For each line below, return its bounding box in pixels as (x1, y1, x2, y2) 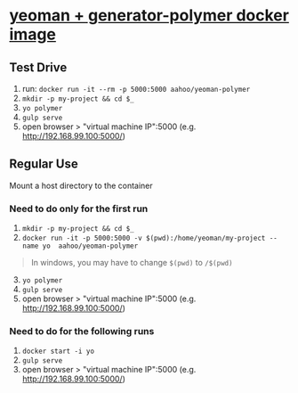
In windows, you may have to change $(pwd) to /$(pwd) (30, 258, 233, 268)
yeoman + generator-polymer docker (9, 5, 289, 26)
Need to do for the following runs (9, 325, 155, 338)
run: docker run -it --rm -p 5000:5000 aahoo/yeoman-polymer (21, 84, 251, 94)
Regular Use (9, 157, 78, 172)
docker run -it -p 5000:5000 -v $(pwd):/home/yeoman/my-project (21, 233, 266, 243)
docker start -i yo (21, 347, 95, 356)
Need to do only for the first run (9, 202, 149, 215)
